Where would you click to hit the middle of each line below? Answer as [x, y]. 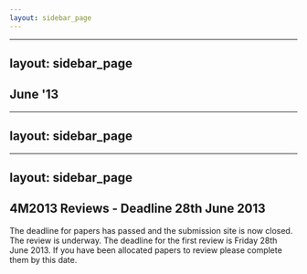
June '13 [34, 95]
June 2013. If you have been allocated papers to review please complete [146, 250]
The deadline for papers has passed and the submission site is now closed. [151, 230]
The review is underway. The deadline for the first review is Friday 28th [143, 240]
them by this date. [43, 259]
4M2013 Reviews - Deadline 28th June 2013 [138, 209]
